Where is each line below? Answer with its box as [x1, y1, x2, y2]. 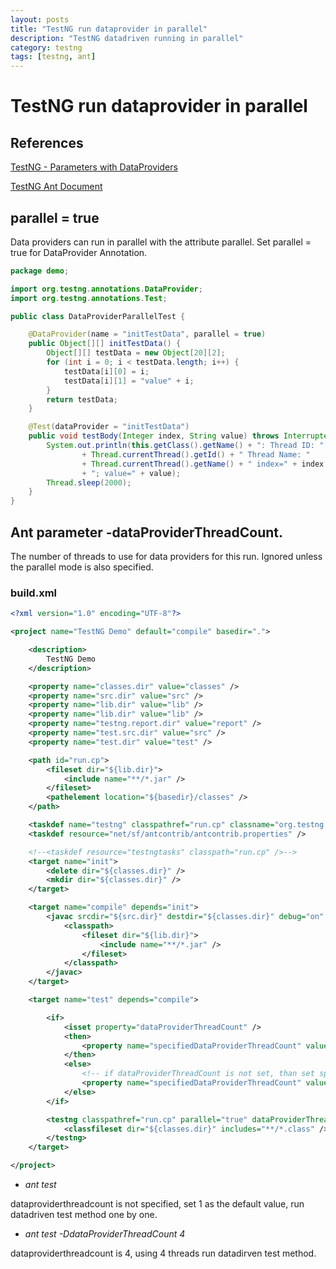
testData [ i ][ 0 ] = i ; [63, 366, 150, 376]
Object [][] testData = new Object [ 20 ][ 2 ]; [46, 348, 226, 358]
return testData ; [46, 394, 118, 405]
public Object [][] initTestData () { [28, 339, 182, 349]
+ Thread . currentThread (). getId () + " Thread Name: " [81, 449, 311, 460]
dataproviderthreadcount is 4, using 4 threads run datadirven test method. [10, 1247, 317, 1260]
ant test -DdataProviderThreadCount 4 [24, 1228, 186, 1240]
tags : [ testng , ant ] [10, 52, 97, 62]
